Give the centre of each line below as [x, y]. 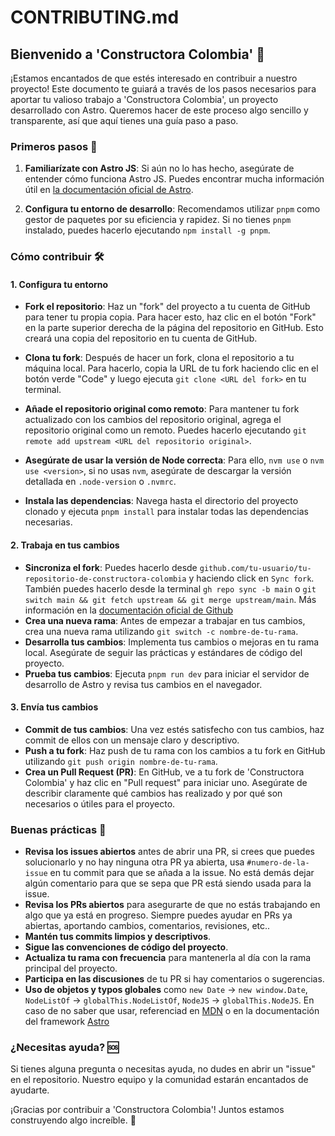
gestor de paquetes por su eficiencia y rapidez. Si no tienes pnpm [158, 220]
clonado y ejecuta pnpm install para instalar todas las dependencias [166, 512]
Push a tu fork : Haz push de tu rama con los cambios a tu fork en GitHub [175, 750]
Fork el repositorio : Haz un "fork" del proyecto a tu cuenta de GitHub [167, 307]
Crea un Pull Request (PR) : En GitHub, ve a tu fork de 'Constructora [164, 772]
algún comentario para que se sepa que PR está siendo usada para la [168, 883]
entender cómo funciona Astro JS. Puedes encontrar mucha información [174, 179]
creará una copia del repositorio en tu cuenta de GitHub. [141, 338]
